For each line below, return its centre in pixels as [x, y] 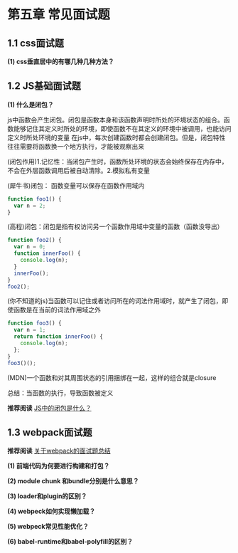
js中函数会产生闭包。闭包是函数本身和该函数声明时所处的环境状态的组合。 [115, 120]
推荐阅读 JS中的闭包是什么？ [49, 408]
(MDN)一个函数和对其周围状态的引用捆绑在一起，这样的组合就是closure [112, 377]
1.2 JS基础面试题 [44, 86]
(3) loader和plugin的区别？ [47, 496]
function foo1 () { [34, 199]
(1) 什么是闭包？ [31, 105]
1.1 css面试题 [36, 43]
